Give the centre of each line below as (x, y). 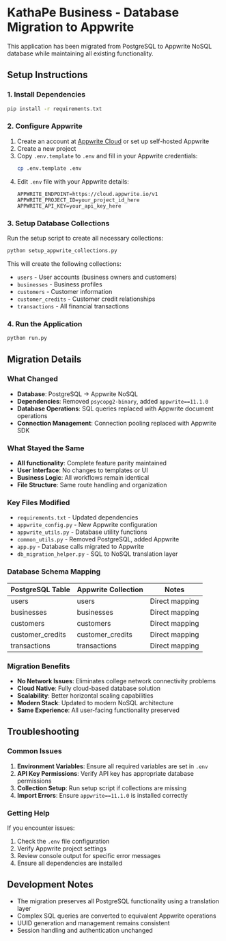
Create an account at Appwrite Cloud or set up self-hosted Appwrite (113, 141)
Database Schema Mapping (54, 572)
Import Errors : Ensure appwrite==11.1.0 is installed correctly (102, 795)
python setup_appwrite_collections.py (62, 250)
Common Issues (35, 751)
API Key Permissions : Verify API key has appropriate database (105, 773)
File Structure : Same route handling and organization (92, 485)
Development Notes (50, 884)
